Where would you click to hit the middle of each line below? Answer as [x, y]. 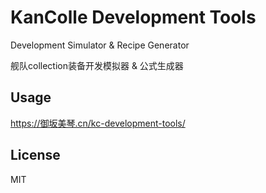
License [35, 155]
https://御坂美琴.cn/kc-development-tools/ [98, 123]
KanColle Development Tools [133, 17]
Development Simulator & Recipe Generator [100, 45]
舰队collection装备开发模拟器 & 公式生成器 [97, 65]
